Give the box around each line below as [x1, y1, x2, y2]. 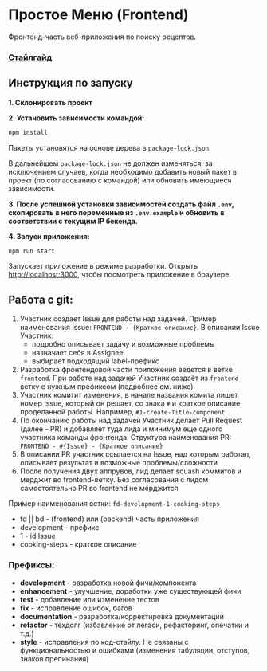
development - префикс [19, 523, 100, 532]
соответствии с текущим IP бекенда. [8, 216, 138, 226]
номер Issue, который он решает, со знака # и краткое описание [19, 398, 241, 408]
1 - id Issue [19, 532, 56, 541]
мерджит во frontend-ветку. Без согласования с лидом [19, 475, 209, 485]
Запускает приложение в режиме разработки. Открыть [8, 261, 198, 271]
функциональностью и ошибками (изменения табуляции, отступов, [19, 645, 250, 655]
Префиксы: [8, 559, 55, 571]
